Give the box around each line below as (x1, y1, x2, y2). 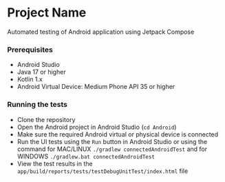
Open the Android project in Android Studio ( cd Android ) (17, 123, 177, 131)
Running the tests (7, 100, 67, 110)
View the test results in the (17, 159, 93, 168)
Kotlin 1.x (17, 75, 43, 83)
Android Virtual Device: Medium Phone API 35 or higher (17, 83, 175, 91)
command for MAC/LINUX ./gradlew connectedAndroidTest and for (17, 145, 208, 153)
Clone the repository (17, 115, 76, 123)
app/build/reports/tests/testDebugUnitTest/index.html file (17, 167, 189, 175)
